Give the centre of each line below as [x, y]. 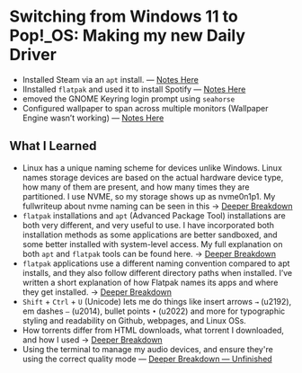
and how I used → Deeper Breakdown [93, 340]
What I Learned [53, 146]
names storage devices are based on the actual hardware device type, [153, 177]
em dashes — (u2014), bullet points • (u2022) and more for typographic [154, 311]
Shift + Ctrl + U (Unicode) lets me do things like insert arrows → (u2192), [157, 301]
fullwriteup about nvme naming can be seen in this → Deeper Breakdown [158, 206]
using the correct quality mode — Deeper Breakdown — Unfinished [147, 359]
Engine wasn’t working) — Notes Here [93, 118]
